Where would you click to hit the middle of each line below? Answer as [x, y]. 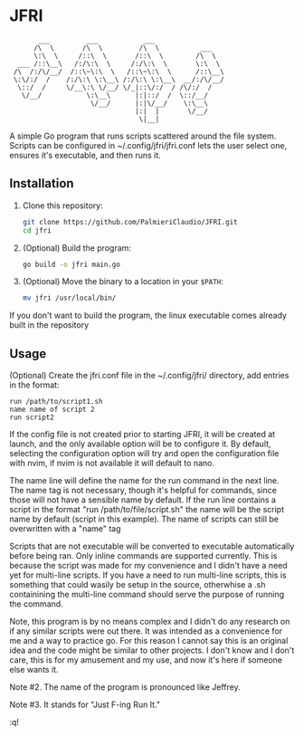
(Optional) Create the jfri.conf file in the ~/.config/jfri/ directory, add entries [149, 376]
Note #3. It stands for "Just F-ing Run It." [85, 705]
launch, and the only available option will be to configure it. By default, [140, 444]
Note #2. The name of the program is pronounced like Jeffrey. [125, 687]
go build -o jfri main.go [71, 264]
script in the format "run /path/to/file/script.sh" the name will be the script [147, 510]
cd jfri [37, 230]
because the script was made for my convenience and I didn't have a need [148, 566]
